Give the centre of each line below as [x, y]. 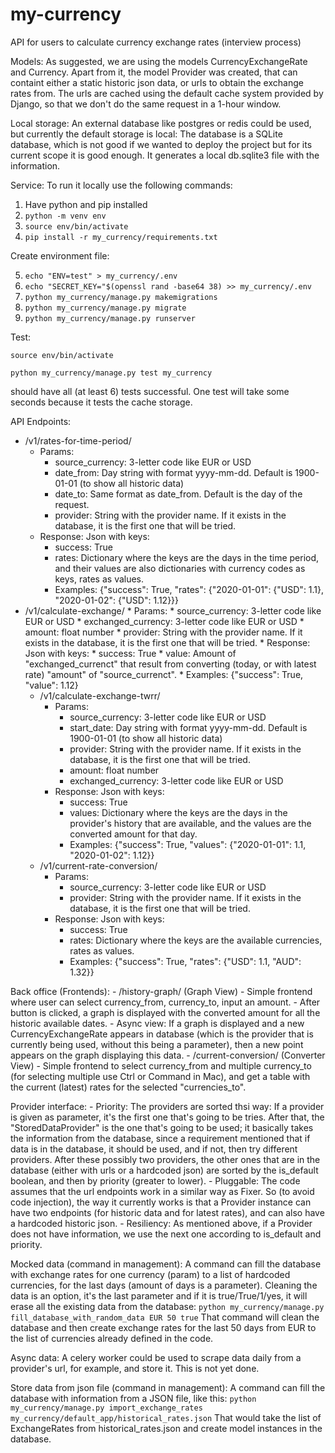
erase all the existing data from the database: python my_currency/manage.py [167, 1306]
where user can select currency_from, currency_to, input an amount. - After [165, 1002]
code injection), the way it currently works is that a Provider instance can [161, 1202]
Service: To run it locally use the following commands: [121, 185]
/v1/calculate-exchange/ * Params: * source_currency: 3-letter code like [173, 610]
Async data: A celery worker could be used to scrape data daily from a [156, 1357]
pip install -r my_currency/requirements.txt [121, 237]
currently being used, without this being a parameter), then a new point [157, 1044]
